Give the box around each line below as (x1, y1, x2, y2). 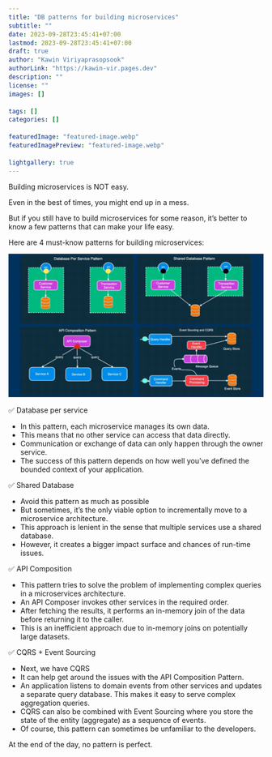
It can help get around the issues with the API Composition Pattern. (19, 673, 244, 682)
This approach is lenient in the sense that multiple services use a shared (19, 523, 261, 532)
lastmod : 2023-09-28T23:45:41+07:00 (8, 39, 132, 47)
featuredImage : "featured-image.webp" (8, 133, 139, 141)
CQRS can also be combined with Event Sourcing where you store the (19, 707, 253, 716)
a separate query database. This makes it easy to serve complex (19, 690, 236, 699)
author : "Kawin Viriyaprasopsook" (8, 56, 125, 64)
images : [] (8, 90, 45, 98)
